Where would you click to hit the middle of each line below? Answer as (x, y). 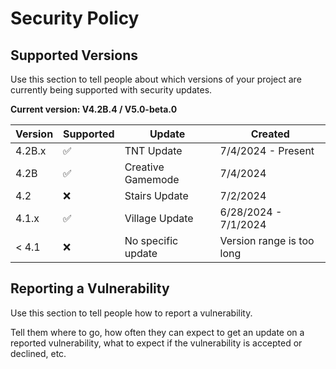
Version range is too (267, 240)
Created (270, 134)
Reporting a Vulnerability (90, 288)
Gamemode (152, 179)
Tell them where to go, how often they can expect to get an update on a (157, 332)
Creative (144, 167)
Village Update (159, 218)
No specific (151, 240)
